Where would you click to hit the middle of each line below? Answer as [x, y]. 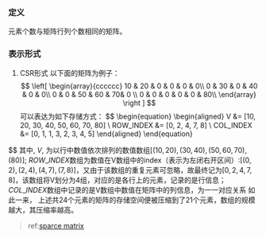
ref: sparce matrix [56, 225]
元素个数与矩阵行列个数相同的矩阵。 [67, 31]
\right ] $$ [139, 103]
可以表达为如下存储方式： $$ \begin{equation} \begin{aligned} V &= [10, [138, 116]
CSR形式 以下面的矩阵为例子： [69, 72]
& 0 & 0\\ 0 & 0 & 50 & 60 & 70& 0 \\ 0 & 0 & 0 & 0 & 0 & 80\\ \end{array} [139, 94]
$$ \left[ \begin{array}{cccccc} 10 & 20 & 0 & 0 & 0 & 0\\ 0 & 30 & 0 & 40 [139, 86]
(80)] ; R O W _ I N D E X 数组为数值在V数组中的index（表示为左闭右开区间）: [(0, [130, 160]
